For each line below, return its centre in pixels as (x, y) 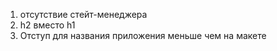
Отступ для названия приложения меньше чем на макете (143, 35)
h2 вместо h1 (47, 25)
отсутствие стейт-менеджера (83, 14)
